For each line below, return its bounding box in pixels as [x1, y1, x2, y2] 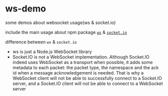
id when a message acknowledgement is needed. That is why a [12, 69, 144, 75]
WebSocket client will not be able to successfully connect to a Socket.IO [12, 75, 162, 81]
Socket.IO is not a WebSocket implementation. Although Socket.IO [12, 53, 149, 60]
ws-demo [5, 3, 46, 14]
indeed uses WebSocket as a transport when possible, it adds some [12, 59, 153, 65]
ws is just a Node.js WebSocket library [12, 48, 92, 54]
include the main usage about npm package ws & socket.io [5, 29, 127, 35]
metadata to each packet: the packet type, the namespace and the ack [12, 64, 159, 70]
